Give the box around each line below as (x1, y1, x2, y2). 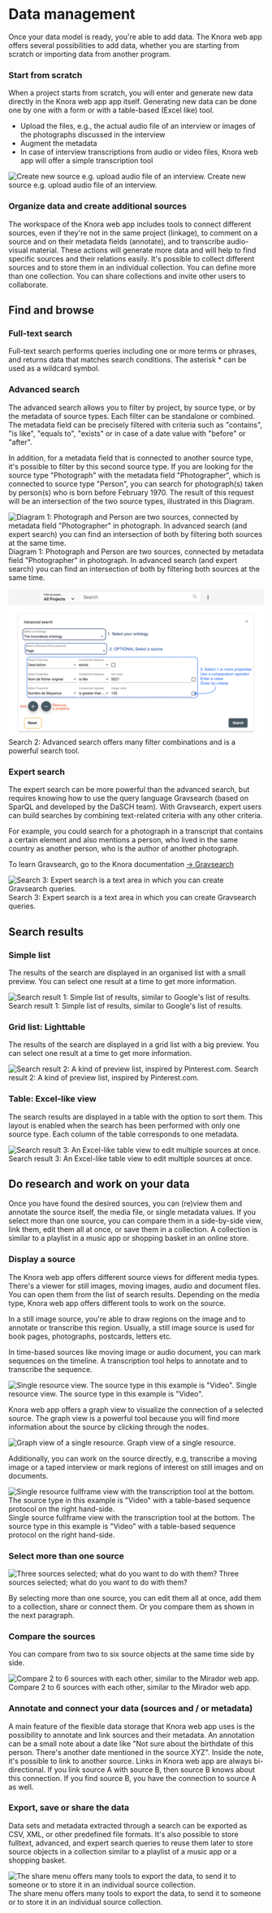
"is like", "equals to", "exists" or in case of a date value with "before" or (8, 429, 246, 438)
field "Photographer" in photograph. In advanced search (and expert (8, 555, 238, 565)
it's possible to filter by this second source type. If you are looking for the (8, 461, 254, 471)
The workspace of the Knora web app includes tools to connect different (8, 219, 252, 229)
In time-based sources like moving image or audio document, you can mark (8, 1347, 261, 1357)
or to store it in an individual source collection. (8, 1897, 163, 1906)
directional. (8, 1765, 46, 1774)
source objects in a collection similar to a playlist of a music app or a (8, 1846, 237, 1856)
